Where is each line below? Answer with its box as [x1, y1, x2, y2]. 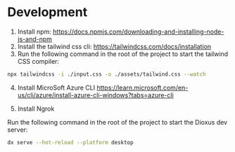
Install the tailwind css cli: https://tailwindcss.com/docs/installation [17, 42, 212, 50]
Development [7, 4, 88, 20]
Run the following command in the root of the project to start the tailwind [17, 50, 229, 58]
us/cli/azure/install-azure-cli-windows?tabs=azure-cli [17, 90, 174, 99]
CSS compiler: [17, 57, 60, 65]
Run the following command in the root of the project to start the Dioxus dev [7, 118, 227, 126]
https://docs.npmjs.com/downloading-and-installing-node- [52, 27, 224, 36]
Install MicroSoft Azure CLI [17, 83, 96, 92]
